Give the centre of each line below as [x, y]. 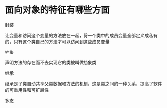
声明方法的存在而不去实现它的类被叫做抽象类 [51, 62]
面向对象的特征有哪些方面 [58, 10]
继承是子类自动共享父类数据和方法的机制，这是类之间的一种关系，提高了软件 [83, 83]
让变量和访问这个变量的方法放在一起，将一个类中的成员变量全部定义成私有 [81, 35]
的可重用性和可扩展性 [27, 90]
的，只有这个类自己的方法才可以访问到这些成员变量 [57, 41]
